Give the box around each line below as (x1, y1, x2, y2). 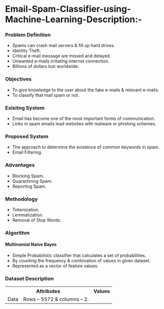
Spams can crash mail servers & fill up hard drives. (12, 43, 115, 49)
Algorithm (5, 229, 30, 236)
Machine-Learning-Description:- (5, 14, 142, 25)
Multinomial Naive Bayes (5, 242, 57, 248)
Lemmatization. (12, 212, 44, 218)
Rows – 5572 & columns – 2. (23, 296, 89, 303)
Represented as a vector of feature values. (12, 263, 99, 269)
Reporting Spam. (12, 183, 47, 189)
